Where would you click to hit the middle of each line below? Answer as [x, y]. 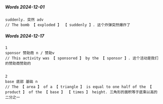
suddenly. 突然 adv [24, 20]
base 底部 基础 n [21, 81]
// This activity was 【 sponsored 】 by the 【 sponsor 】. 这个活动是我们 [82, 58]
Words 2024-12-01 [25, 7]
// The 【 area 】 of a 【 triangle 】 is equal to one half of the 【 [79, 87]
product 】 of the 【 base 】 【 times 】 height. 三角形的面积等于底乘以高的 [81, 92]
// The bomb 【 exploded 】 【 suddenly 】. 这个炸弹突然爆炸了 [68, 25]
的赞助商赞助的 [18, 63]
